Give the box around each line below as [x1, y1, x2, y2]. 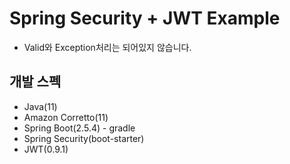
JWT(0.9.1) [23, 143, 69, 155]
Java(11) [23, 100, 58, 112]
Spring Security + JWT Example [9, 7, 281, 30]
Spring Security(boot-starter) [23, 132, 145, 144]
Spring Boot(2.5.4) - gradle [23, 122, 136, 134]
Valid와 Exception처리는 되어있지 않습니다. [23, 41, 192, 53]
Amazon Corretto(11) [23, 111, 109, 123]
